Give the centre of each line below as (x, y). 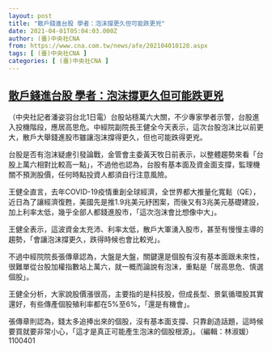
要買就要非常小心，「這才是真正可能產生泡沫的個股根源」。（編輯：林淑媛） (131, 331)
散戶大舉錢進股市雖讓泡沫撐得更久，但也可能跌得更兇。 (115, 137)
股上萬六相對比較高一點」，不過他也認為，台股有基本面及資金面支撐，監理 (131, 164)
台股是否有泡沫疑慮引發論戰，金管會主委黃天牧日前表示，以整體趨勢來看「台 (136, 154)
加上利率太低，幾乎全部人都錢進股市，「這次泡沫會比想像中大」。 (115, 212)
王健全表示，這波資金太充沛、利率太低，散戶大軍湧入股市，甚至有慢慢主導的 (136, 229)
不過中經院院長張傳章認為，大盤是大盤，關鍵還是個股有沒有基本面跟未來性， (136, 257)
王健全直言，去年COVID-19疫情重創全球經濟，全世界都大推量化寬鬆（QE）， (134, 192)
